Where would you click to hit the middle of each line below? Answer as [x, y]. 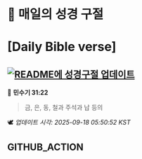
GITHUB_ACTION [46, 147]
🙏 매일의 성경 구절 [56, 14]
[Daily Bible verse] [62, 47]
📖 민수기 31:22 [28, 92]
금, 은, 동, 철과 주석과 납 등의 [64, 108]
